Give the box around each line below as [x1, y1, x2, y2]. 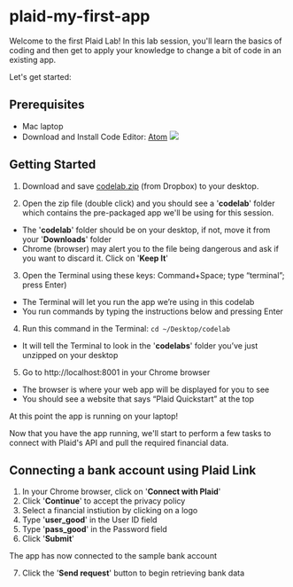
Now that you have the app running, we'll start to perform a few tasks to [9, 427, 272, 438]
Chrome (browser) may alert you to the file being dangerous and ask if [21, 243, 279, 254]
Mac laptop [21, 121, 64, 131]
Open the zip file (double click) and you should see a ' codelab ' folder [21, 198, 276, 208]
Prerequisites [9, 98, 85, 113]
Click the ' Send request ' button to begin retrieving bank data [21, 567, 245, 578]
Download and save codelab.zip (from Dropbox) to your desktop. [21, 180, 259, 192]
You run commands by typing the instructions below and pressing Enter [21, 306, 283, 317]
